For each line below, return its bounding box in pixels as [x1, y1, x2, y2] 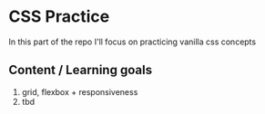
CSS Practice [8, 6, 110, 27]
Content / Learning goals [8, 62, 152, 78]
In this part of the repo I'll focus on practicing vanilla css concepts [8, 36, 257, 47]
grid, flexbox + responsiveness [21, 86, 138, 97]
